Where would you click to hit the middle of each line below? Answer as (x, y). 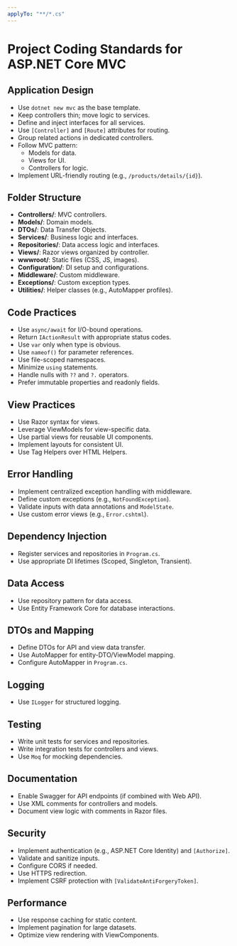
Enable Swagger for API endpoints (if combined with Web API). (110, 795)
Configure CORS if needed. (57, 865)
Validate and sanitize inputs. (59, 858)
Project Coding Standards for (95, 49)
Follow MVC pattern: (48, 145)
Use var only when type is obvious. (69, 344)
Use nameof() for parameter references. (76, 352)
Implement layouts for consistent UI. (71, 445)
